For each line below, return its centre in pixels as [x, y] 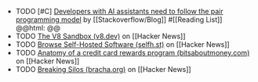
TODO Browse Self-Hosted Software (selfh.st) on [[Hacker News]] [122, 45]
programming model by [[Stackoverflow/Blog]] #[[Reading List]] [119, 20]
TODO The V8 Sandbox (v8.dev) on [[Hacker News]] [100, 36]
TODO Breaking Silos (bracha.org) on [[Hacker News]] [103, 69]
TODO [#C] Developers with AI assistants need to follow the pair [119, 11]
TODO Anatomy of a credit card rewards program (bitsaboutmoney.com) [133, 53]
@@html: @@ [38, 28]
